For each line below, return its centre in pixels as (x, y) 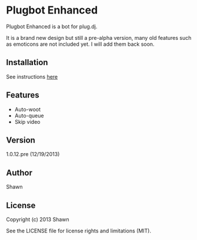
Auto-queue (29, 116)
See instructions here (32, 76)
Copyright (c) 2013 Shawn (38, 219)
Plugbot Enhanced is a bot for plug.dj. (52, 26)
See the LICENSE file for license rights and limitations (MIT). (79, 231)
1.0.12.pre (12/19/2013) (33, 154)
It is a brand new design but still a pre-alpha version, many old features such (99, 38)
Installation (27, 62)
